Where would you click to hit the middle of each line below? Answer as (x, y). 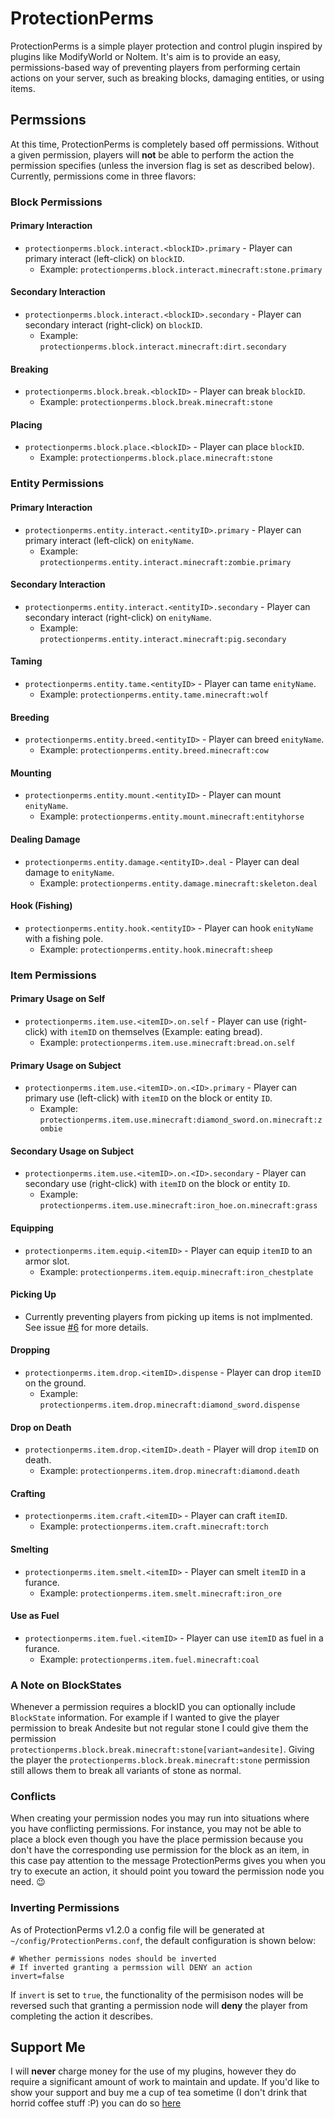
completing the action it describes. (81, 2016)
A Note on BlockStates (66, 1685)
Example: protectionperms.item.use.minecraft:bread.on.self (167, 1042)
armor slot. (47, 1261)
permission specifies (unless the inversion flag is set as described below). (162, 165)
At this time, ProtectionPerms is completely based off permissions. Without (165, 144)
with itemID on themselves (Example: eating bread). (156, 1031)
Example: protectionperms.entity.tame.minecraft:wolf (154, 694)
